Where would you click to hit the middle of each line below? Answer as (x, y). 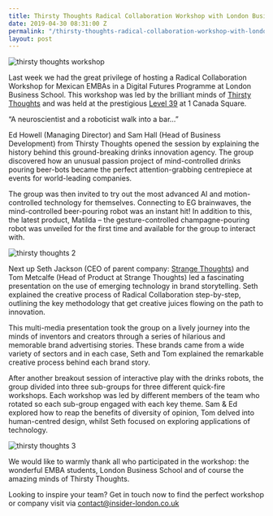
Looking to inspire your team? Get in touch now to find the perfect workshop (136, 495)
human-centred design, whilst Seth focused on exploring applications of (129, 422)
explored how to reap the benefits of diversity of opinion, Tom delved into (131, 413)
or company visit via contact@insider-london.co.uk (94, 503)
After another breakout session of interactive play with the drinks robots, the (136, 378)
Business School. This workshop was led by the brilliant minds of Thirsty (130, 95)
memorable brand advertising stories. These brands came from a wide (127, 345)
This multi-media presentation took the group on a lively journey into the (129, 328)
